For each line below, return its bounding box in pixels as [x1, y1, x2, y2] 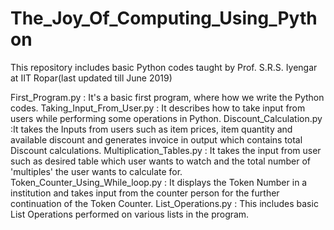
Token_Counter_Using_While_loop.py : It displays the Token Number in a [10, 176, 308, 188]
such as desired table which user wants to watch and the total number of [10, 155, 311, 167]
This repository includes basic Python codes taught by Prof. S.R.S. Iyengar [10, 61, 318, 73]
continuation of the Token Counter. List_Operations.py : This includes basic [10, 197, 319, 209]
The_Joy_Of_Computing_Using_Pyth [10, 7, 318, 30]
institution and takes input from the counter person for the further [10, 187, 280, 199]
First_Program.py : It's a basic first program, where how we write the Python [10, 91, 325, 103]
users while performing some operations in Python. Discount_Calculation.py [10, 112, 323, 124]
